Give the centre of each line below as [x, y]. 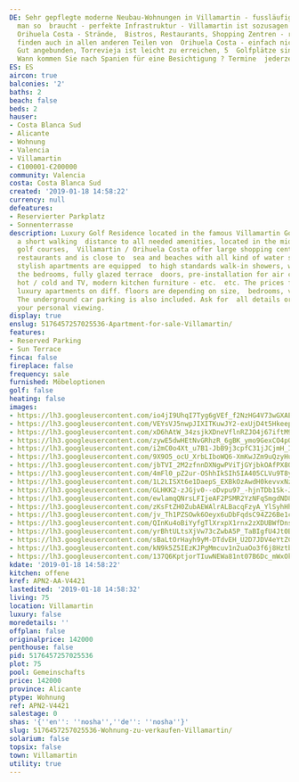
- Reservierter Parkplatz [57, 216]
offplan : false [37, 631]
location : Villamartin [51, 606]
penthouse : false [41, 647]
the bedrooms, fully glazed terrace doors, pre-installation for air [151, 275]
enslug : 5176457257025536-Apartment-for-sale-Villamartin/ [121, 325]
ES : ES [21, 68]
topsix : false [36, 747]
